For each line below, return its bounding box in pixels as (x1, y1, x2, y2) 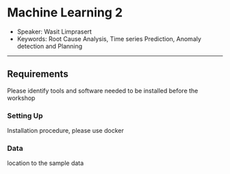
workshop (7, 94, 36, 102)
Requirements (7, 69, 68, 80)
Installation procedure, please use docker (7, 127, 125, 135)
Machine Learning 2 (7, 5, 123, 21)
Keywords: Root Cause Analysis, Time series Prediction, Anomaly (16, 34, 202, 42)
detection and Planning (16, 42, 83, 50)
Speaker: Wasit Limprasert (16, 27, 92, 36)
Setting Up (7, 111, 43, 121)
